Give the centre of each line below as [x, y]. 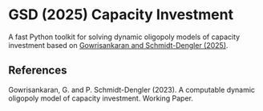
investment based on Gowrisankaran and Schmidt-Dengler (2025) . [118, 45]
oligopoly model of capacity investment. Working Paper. [101, 98]
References [38, 71]
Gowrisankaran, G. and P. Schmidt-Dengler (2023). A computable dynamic [131, 89]
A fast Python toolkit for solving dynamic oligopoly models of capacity [124, 37]
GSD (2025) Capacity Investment [121, 15]
